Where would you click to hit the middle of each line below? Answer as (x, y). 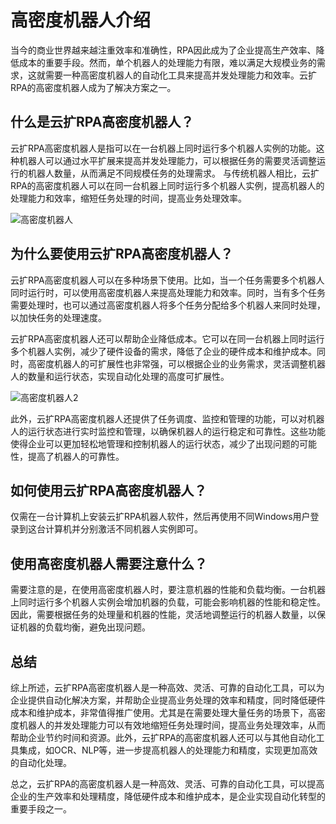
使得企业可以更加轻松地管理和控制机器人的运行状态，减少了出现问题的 (155, 443)
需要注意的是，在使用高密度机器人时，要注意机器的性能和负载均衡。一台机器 (168, 590)
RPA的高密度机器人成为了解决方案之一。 (93, 87)
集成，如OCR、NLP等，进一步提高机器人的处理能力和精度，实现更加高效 (168, 750)
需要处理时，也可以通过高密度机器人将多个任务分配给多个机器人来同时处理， (168, 305)
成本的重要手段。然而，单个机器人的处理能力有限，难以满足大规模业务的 (167, 62)
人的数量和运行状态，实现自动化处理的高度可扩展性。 (120, 376)
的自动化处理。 (41, 762)
